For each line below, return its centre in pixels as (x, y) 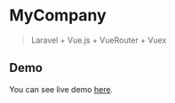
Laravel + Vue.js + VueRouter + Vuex (99, 40)
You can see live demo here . (61, 89)
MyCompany (58, 16)
